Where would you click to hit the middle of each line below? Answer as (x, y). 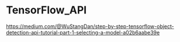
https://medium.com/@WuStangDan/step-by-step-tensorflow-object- (90, 26)
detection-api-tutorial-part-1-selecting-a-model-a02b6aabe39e (83, 32)
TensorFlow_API (46, 10)
